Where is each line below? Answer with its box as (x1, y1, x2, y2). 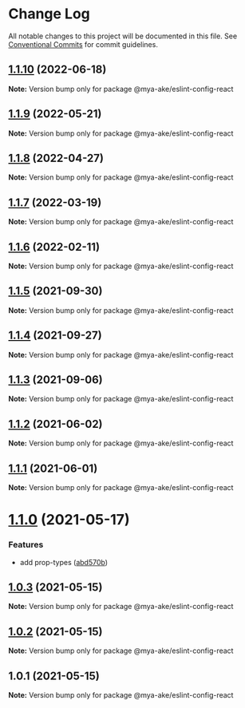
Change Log (8, 5, 90, 23)
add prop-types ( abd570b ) (19, 557, 109, 567)
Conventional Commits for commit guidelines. (8, 39, 158, 49)
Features (8, 540, 44, 551)
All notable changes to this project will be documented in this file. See (8, 31, 238, 41)
